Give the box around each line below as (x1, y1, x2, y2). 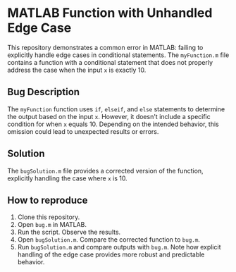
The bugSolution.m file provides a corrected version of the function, (7, 166, 204, 175)
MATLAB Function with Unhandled (7, 5, 213, 21)
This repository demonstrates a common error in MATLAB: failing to (7, 43, 204, 51)
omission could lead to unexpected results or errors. (7, 127, 159, 135)
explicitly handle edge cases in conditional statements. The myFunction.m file (7, 51, 230, 59)
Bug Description (7, 86, 80, 98)
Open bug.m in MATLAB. (17, 221, 87, 229)
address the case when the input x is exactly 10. (7, 66, 147, 74)
